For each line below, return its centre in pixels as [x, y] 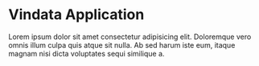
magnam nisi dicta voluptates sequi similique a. [86, 53]
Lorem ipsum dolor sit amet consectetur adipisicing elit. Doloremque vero [130, 37]
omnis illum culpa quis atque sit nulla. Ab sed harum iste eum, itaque [122, 45]
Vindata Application [76, 15]
